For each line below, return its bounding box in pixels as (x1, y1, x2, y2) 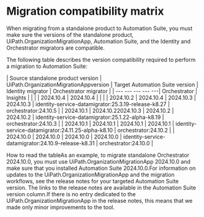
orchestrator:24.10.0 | (99, 139, 153, 147)
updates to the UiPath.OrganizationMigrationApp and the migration (6, 170, 175, 178)
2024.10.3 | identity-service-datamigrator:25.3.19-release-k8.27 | (6, 100, 170, 108)
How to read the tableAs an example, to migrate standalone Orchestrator (6, 151, 190, 159)
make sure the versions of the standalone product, (6, 31, 134, 38)
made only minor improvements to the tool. (6, 204, 115, 211)
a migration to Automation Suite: (6, 63, 88, 70)
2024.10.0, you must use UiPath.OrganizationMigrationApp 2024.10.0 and (6, 158, 191, 165)
